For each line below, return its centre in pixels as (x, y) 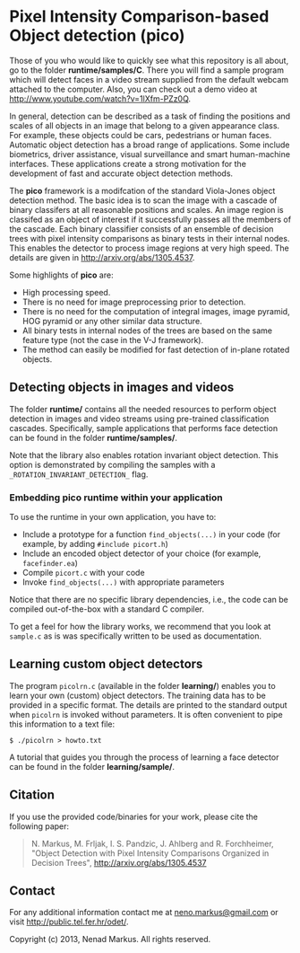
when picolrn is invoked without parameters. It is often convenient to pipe (146, 714)
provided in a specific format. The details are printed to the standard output (149, 705)
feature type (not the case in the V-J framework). (113, 340)
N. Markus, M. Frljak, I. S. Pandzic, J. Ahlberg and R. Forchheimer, (153, 843)
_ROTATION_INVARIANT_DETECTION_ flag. (79, 474)
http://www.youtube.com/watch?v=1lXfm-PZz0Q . (100, 98)
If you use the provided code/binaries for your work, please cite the (133, 816)
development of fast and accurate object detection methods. (121, 173)
